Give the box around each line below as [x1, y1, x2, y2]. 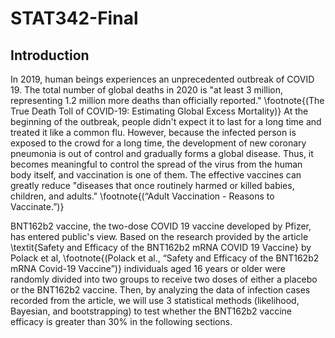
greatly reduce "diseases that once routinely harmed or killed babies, [10, 180, 295, 191]
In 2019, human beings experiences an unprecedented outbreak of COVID [10, 73, 315, 85]
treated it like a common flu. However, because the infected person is [10, 127, 297, 138]
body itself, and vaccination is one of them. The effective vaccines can [10, 169, 302, 181]
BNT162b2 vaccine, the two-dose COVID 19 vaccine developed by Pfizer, [10, 220, 312, 232]
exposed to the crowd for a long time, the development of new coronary [10, 137, 307, 149]
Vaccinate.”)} [10, 201, 65, 212]
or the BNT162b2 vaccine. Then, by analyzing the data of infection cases [10, 284, 311, 296]
